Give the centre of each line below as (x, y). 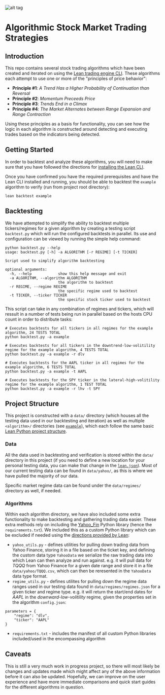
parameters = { (21, 612)
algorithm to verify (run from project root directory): (57, 187)
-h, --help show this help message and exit (68, 274)
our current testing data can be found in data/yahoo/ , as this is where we (79, 471)
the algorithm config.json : (39, 602)
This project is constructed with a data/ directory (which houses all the (77, 416)
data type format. (30, 576)
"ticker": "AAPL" (32, 620)
